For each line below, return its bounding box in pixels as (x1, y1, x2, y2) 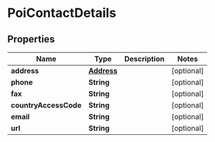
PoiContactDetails (7, 5, 117, 21)
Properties (7, 33, 55, 45)
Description (124, 54, 165, 64)
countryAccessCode (11, 100, 82, 110)
